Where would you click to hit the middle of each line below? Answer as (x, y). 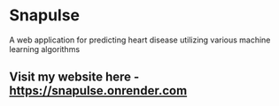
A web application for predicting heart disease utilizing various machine (140, 40)
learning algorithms (45, 49)
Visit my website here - (74, 77)
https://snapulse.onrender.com (98, 91)
